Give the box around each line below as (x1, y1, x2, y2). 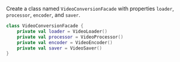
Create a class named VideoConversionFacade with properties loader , (6, 5, 174, 12)
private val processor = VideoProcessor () (17, 34, 124, 40)
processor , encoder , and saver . (6, 11, 81, 18)
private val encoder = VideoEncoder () (17, 39, 113, 45)
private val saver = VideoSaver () (17, 45, 102, 51)
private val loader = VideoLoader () (17, 28, 108, 35)
